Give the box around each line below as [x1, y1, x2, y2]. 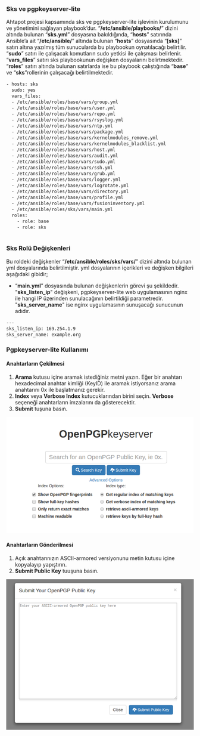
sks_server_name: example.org [6, 332, 82, 338]
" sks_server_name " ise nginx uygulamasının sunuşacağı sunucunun [14, 301, 183, 308]
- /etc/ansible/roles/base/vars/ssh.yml [11, 165, 113, 171]
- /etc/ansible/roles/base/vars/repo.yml [11, 111, 116, 117]
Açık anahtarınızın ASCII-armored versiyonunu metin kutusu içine [14, 554, 175, 562]
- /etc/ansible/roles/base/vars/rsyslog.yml [11, 117, 124, 123]
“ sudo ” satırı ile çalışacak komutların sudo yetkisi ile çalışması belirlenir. [6, 50, 182, 57]
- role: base [17, 218, 49, 225]
